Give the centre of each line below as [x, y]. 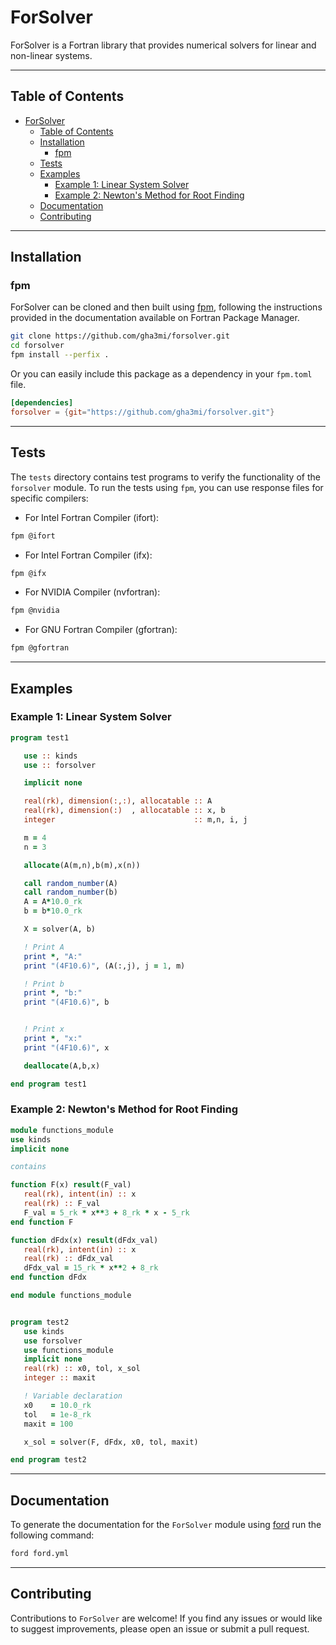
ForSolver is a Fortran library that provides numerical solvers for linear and [163, 45]
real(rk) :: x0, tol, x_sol [82, 1369]
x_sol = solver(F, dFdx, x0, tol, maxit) [111, 1442]
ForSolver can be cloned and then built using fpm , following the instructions [166, 307]
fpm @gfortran [40, 648]
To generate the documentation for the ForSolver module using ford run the [166, 1525]
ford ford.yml [40, 1554]
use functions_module [68, 1350]
